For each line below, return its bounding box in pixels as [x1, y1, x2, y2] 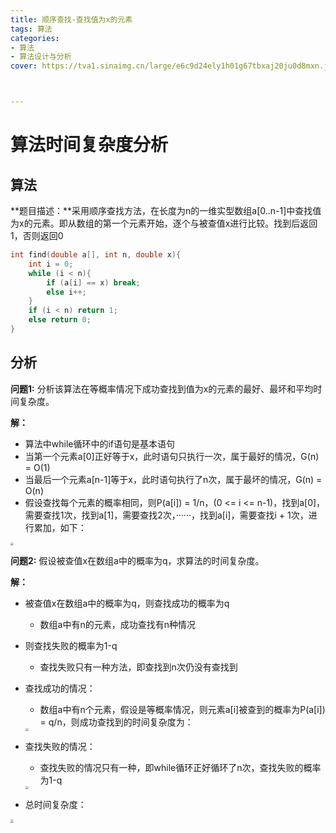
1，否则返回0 [10, 230, 64, 241]
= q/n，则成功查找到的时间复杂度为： [39, 716, 194, 728]
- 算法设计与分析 [10, 52, 72, 62]
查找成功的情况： [24, 682, 96, 694]
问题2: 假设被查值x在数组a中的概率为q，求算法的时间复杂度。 [10, 554, 265, 566]
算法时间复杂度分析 [10, 134, 169, 156]
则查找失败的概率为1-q [24, 639, 118, 651]
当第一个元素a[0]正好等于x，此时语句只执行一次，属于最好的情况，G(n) [24, 450, 320, 462]
